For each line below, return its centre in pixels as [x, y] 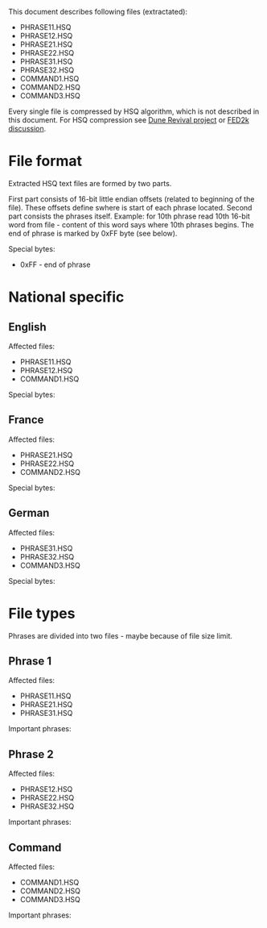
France [26, 420]
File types [42, 613]
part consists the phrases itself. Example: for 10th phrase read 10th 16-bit [129, 216]
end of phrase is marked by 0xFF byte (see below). [93, 233]
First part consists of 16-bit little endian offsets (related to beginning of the [131, 199]
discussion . [27, 129]
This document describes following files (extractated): [98, 12]
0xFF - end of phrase [55, 264]
